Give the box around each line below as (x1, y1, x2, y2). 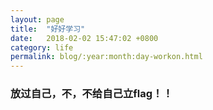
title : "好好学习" (10, 24, 86, 34)
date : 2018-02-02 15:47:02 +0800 (10, 33, 159, 43)
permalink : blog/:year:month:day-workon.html (10, 52, 203, 62)
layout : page (10, 14, 65, 25)
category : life (10, 42, 74, 53)
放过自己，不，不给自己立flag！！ (10, 87, 173, 101)
